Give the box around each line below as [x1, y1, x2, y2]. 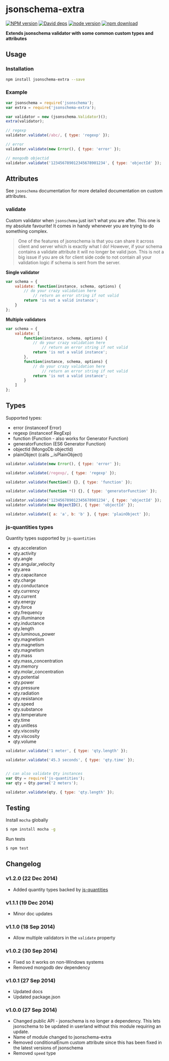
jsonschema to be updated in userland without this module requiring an [13, 1024, 161, 1030]
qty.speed [13, 701, 34, 707]
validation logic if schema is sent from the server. [18, 259, 121, 265]
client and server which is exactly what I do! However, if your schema [18, 243, 162, 249]
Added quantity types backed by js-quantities [13, 886, 108, 892]
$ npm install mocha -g [6, 827, 56, 832]
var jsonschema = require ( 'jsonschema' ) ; [6, 100, 94, 105]
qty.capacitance [13, 572, 47, 578]
